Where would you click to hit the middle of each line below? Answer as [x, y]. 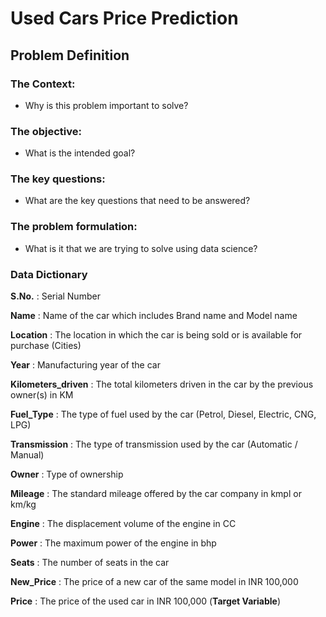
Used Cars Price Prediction [124, 18]
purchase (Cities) [46, 346]
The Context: [43, 84]
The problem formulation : [74, 227]
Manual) [27, 455]
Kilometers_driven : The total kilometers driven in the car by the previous [162, 384]
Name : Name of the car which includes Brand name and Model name [154, 316]
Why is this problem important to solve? [106, 105]
